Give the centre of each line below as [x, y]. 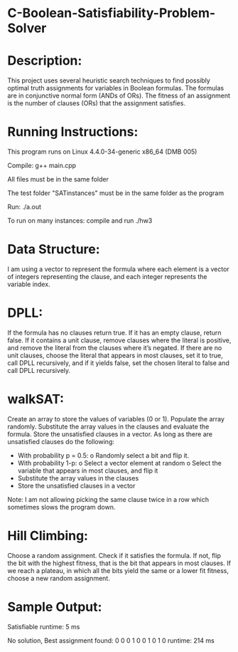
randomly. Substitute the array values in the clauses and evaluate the [108, 426]
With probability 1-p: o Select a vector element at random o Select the [120, 463]
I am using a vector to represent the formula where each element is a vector [118, 269]
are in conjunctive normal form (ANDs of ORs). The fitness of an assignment [119, 96]
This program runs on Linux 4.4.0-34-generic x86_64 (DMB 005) [102, 152]
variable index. [29, 284]
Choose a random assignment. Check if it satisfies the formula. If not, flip [114, 555]
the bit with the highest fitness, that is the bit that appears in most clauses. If [119, 563]
